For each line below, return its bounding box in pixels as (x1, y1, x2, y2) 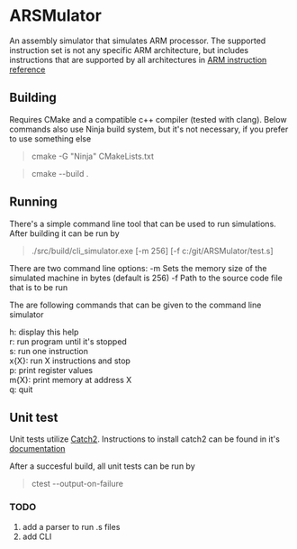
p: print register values (9, 364, 93, 375)
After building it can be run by (9, 227, 120, 239)
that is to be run (9, 281, 68, 293)
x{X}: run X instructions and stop (9, 355, 130, 366)
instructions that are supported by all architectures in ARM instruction (9, 54, 267, 65)
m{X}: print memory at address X (9, 374, 132, 385)
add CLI (22, 531, 52, 542)
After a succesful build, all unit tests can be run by (9, 461, 195, 471)
